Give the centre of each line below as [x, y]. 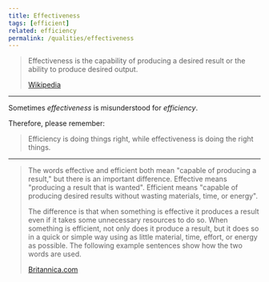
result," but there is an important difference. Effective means [127, 179]
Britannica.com [53, 270]
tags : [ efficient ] [39, 23]
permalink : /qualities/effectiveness [71, 38]
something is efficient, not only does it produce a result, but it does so [143, 228]
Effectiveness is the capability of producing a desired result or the [137, 61]
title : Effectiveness [44, 16]
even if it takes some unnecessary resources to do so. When [128, 220]
